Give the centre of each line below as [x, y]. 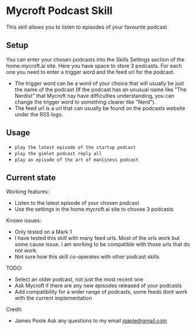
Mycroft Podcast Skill [59, 11]
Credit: [14, 310]
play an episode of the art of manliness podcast [77, 160]
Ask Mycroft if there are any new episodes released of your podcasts [98, 286]
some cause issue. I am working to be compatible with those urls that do [102, 245]
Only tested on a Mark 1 [43, 232]
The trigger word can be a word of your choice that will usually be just [99, 83]
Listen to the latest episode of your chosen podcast [77, 203]
